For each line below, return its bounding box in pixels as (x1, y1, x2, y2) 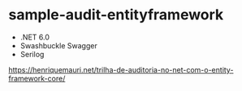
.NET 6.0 (19, 32, 50, 42)
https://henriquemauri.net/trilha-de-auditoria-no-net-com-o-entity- (8, 64, 234, 74)
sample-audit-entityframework (8, 6, 224, 24)
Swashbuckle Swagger (19, 40, 97, 50)
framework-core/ (8, 73, 66, 83)
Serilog (19, 49, 45, 59)
